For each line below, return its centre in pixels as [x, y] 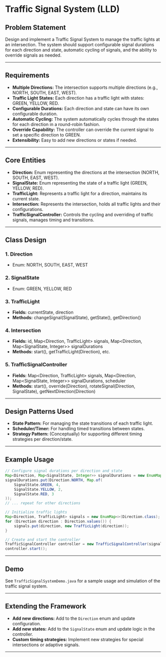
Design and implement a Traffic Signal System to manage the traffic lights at [83, 39]
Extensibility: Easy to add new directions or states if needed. [75, 140]
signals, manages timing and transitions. [53, 220]
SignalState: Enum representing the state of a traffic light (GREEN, [80, 183]
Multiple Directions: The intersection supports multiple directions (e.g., [85, 87]
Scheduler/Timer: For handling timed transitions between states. [78, 429]
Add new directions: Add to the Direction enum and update [74, 618]
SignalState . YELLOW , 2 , [39, 489]
